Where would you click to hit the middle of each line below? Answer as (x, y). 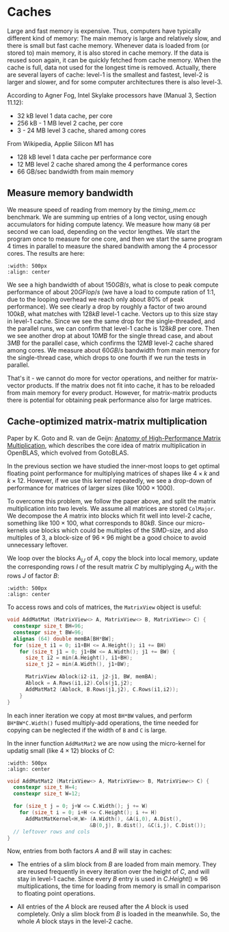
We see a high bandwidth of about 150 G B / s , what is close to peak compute (113, 285)
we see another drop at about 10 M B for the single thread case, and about (110, 335)
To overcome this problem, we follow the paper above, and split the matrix (112, 501)
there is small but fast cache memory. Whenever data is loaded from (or (108, 45)
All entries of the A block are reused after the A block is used (103, 907)
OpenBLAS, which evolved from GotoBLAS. (68, 453)
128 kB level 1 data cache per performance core (84, 157)
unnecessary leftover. (38, 545)
